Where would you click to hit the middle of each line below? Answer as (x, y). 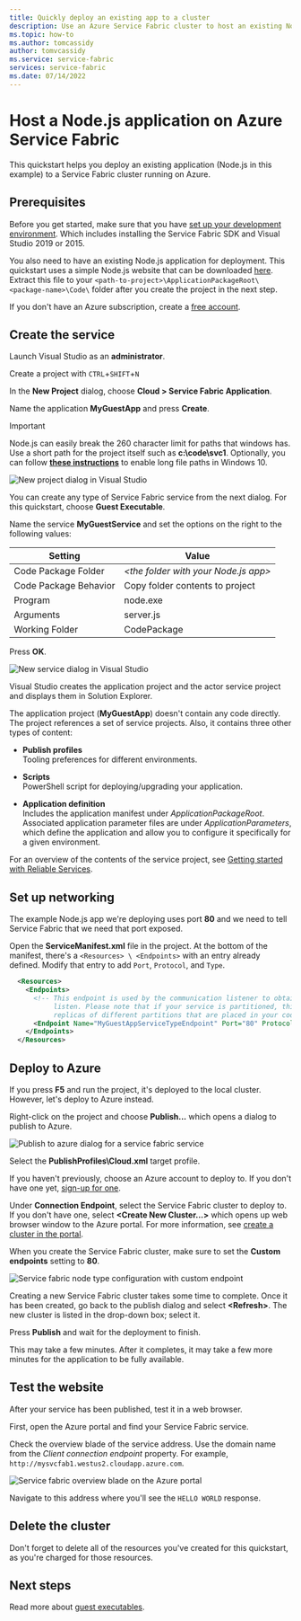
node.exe (143, 600)
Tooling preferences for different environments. (110, 759)
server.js (142, 615)
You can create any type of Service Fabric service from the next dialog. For (148, 497)
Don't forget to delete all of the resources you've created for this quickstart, (149, 1547)
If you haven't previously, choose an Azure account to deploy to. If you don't (150, 1178)
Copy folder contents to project (189, 586)
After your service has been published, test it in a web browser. (126, 1409)
